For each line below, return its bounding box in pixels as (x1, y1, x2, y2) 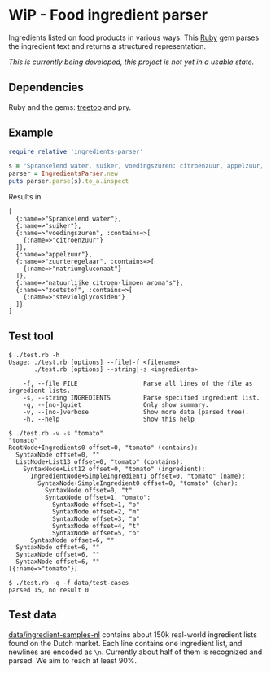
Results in (8, 192, 42, 202)
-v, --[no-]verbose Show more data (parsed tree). (23, 408, 250, 416)
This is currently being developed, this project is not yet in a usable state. (8, 57, 255, 67)
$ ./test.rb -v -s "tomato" (8, 429, 104, 437)
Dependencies (8, 81, 84, 94)
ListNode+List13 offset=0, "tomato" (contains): (15, 457, 184, 465)
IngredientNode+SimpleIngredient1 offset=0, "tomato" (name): (29, 472, 246, 480)
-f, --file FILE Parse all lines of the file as (23, 379, 253, 387)
